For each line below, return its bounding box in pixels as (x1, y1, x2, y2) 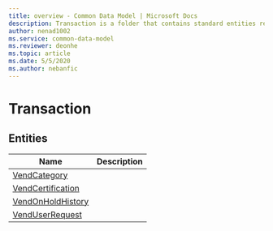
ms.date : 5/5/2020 (8, 58, 71, 66)
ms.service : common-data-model (8, 34, 115, 43)
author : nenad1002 (8, 27, 71, 35)
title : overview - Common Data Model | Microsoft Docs (8, 11, 198, 20)
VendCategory (12, 169, 68, 181)
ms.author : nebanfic (8, 65, 79, 73)
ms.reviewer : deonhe (8, 42, 79, 50)
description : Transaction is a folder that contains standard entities (8, 19, 256, 28)
